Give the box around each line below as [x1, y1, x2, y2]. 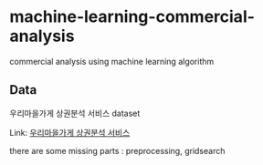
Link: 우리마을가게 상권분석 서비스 [9, 127, 131, 138]
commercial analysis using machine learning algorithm [9, 56, 215, 67]
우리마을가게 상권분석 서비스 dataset [9, 108, 141, 119]
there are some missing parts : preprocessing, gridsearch [9, 145, 226, 156]
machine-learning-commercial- [9, 6, 256, 27]
